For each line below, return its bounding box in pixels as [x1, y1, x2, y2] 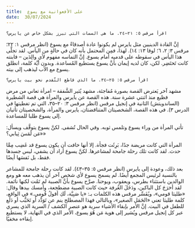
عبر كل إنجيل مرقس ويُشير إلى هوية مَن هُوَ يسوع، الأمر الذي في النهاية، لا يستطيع [6, 209, 184, 216]
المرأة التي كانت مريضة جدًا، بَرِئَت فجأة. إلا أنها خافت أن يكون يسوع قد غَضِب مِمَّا [6, 141, 182, 148]
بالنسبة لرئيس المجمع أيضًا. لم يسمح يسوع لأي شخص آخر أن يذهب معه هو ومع [6, 171, 177, 178]
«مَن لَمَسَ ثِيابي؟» [6, 130, 46, 137]
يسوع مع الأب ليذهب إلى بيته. [6, 65, 70, 72]
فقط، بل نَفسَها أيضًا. [6, 153, 51, 160]
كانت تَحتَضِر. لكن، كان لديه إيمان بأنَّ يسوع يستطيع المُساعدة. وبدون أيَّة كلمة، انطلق [6, 59, 189, 66]
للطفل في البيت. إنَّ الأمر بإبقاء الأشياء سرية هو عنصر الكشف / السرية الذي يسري [6, 202, 184, 209]
